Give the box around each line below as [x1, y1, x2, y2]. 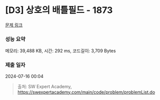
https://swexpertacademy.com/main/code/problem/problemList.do [17, 89, 155, 95]
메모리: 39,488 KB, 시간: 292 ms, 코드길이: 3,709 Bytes [5, 48, 116, 54]
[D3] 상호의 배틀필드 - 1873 [5, 4, 113, 16]
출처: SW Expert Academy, [17, 83, 72, 90]
